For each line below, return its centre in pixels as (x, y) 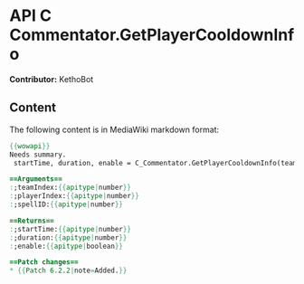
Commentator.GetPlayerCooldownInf (152, 35)
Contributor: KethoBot (52, 79)
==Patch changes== (44, 262)
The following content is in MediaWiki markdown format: (114, 129)
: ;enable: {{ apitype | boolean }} (66, 246)
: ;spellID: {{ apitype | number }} (66, 204)
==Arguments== (36, 179)
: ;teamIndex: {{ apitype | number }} (70, 188)
